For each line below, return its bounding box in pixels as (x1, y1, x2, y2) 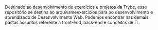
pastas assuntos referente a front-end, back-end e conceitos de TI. (5, 19, 140, 25)
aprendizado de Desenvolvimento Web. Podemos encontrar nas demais (5, 15, 149, 20)
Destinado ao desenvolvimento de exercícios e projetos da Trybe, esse (5, 4, 147, 10)
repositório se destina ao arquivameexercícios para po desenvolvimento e (5, 9, 153, 15)
